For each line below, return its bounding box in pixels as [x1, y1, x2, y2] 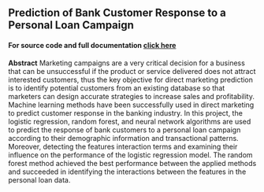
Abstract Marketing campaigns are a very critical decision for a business [8, 58, 246, 68]
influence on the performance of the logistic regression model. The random [8, 150, 254, 160]
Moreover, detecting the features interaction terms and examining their [8, 142, 238, 151]
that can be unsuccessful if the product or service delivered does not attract [8, 66, 256, 76]
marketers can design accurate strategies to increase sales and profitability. [8, 91, 255, 101]
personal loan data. [8, 175, 71, 184]
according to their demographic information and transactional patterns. [8, 133, 239, 142]
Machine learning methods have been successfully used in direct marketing [8, 100, 255, 109]
